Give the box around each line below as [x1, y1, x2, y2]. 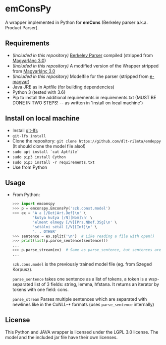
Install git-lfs [12, 127, 38, 133]
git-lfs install [12, 134, 46, 138]
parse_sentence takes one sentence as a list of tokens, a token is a [12, 276, 148, 282]
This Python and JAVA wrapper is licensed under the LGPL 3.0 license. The [5, 329, 159, 335]
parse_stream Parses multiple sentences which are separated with [12, 296, 147, 302]
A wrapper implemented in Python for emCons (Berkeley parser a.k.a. [5, 19, 148, 25]
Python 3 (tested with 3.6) [12, 89, 66, 95]
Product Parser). [5, 24, 39, 30]
